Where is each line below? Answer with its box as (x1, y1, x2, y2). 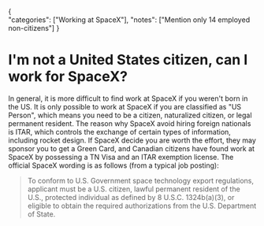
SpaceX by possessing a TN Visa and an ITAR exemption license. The (8, 152, 234, 161)
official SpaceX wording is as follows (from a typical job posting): (8, 161, 219, 170)
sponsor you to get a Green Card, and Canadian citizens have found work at (8, 143, 255, 153)
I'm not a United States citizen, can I (8, 51, 248, 69)
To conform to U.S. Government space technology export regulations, (27, 176, 255, 185)
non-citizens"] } (8, 24, 60, 32)
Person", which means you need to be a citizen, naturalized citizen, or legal (8, 110, 252, 120)
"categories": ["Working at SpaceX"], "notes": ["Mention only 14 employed (8, 15, 251, 24)
